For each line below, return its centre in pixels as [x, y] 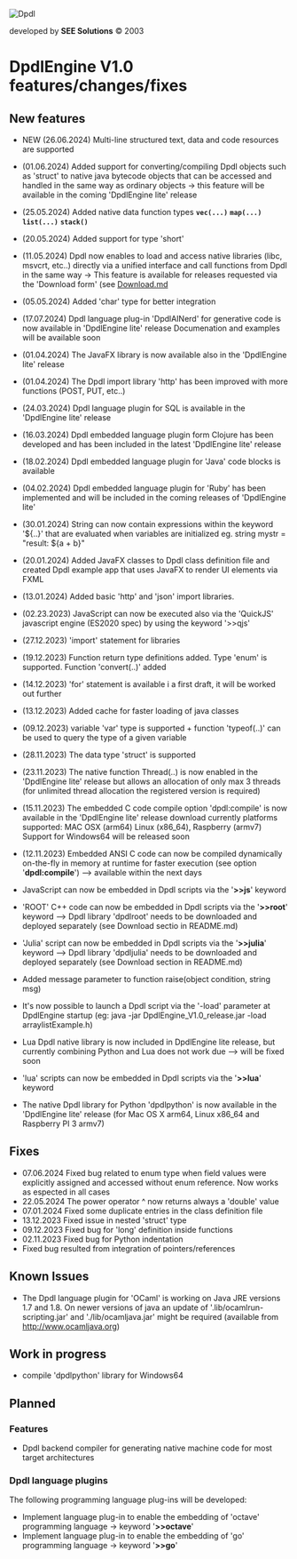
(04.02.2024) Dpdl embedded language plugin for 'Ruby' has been [144, 488]
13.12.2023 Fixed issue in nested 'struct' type [105, 1220]
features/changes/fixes [98, 86]
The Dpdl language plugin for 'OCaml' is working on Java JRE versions [151, 1298]
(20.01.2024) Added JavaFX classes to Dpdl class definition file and [146, 560]
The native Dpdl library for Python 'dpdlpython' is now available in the [149, 1105]
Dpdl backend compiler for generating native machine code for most [147, 1448]
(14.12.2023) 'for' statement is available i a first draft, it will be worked [149, 684]
